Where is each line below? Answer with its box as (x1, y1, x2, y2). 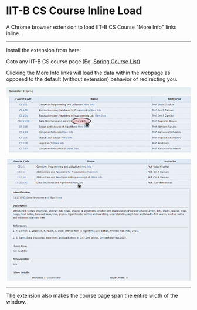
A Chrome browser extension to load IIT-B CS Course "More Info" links (6, 23, 177, 30)
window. (6, 298, 26, 305)
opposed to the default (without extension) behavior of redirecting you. (6, 75, 178, 83)
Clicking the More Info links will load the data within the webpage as (6, 69, 171, 76)
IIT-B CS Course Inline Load (6, 4, 142, 18)
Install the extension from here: (6, 46, 81, 53)
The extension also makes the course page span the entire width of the (6, 292, 178, 299)
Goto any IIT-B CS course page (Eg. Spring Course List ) (6, 57, 141, 65)
